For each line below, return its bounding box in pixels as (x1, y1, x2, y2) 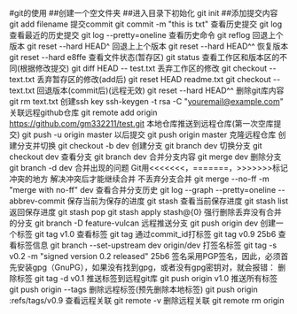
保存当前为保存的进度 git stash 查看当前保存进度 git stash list (66, 195, 289, 206)
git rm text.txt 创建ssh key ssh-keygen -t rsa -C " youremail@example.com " (9, 96, 284, 106)
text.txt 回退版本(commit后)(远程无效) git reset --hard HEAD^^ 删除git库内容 (9, 85, 285, 96)
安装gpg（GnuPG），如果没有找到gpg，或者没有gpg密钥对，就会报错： (16, 262, 277, 272)
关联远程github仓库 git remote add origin (9, 107, 158, 118)
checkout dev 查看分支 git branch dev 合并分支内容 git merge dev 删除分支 (9, 151, 282, 162)
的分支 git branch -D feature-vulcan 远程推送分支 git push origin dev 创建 (9, 218, 277, 228)
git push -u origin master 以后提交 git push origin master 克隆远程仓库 (21, 129, 277, 140)
